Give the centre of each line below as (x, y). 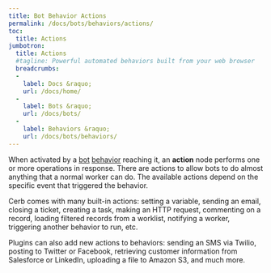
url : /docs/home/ (52, 91)
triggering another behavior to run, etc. (73, 227)
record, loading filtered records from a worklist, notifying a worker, (119, 218)
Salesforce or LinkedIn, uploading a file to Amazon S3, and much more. (127, 259)
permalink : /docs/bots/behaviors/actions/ (81, 23)
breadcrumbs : (38, 69)
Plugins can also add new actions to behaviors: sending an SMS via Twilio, (132, 242)
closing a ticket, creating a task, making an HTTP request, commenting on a (135, 209)
